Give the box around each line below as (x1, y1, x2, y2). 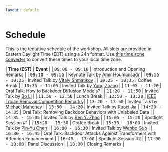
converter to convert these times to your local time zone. (5, 56, 122, 62)
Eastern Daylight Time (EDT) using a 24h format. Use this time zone (5, 51, 145, 57)
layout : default (5, 7, 39, 13)
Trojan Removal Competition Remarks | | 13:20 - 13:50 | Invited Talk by (5, 98, 158, 104)
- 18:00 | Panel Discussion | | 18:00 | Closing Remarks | (5, 141, 124, 147)
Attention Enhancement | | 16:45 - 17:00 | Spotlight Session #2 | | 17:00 (5, 135, 161, 141)
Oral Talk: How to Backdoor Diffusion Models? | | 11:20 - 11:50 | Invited (5, 88, 159, 94)
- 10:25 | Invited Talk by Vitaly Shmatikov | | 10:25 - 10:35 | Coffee (5, 77, 152, 83)
